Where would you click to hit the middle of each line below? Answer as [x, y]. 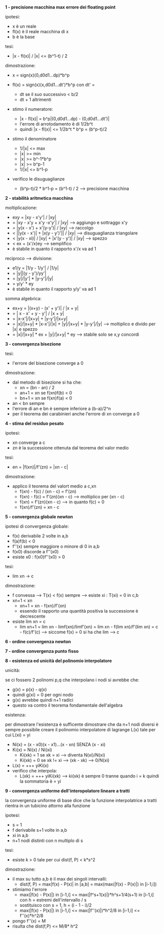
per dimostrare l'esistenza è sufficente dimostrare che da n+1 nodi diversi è [82, 724]
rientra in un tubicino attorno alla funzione [48, 806]
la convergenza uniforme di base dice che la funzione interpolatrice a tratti [81, 800]
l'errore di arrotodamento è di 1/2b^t [56, 124]
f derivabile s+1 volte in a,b [40, 830]
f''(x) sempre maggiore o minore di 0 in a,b [56, 546]
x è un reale [24, 26]
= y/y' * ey [23, 284]
